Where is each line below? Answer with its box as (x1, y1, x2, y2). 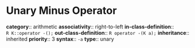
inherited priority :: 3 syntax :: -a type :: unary (6, 35, 114, 42)
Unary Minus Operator (6, 4, 117, 17)
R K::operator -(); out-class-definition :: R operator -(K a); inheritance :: (6, 29, 189, 36)
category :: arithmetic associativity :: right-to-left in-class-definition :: (6, 23, 175, 30)
